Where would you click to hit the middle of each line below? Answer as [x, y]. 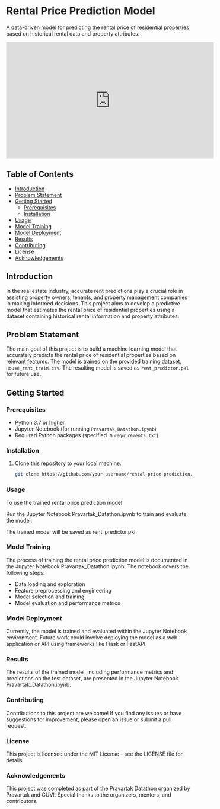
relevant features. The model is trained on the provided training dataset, [94, 361]
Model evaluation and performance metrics [67, 603]
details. [15, 760]
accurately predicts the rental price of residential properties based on [91, 355]
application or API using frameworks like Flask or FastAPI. [76, 644]
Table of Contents [40, 174]
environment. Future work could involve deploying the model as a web [92, 638]
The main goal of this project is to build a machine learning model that [91, 349]
